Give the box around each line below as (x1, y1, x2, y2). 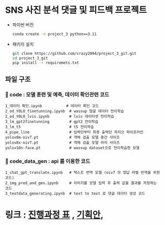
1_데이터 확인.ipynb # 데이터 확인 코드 (5, 104, 99, 109)
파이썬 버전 (12, 22, 34, 28)
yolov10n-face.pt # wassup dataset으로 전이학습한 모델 (5, 146, 140, 150)
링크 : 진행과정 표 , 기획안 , (5, 209, 104, 220)
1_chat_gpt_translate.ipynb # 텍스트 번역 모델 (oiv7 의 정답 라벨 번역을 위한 (5, 170, 160, 175)
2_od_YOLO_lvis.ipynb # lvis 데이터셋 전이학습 (5, 114, 115, 119)
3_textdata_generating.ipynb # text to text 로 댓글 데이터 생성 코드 (5, 191, 146, 196)
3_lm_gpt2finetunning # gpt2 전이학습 (5, 119, 99, 124)
